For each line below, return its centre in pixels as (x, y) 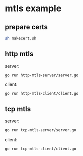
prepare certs (27, 27)
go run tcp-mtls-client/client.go (41, 149)
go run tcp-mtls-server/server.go (41, 130)
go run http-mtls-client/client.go (42, 93)
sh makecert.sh (21, 38)
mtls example (33, 9)
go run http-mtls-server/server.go (42, 75)
